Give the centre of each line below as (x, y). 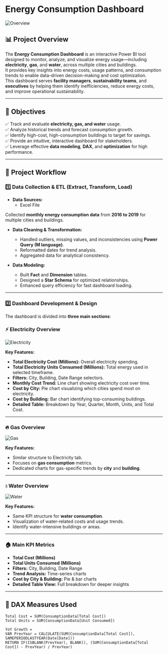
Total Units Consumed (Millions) (46, 563)
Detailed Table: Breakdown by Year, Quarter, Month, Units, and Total (83, 404)
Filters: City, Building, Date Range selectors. (58, 378)
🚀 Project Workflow (36, 172)
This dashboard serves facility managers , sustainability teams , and (76, 81)
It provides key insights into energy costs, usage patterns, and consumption (83, 70)
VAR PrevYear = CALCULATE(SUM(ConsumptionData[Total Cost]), (70, 634)
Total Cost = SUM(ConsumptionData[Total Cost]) (56, 616)
